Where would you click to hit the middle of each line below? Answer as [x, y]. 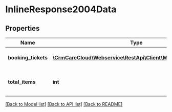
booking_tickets [28, 58]
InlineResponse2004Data [61, 9]
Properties [23, 28]
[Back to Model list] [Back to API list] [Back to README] [64, 104]
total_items [22, 82]
